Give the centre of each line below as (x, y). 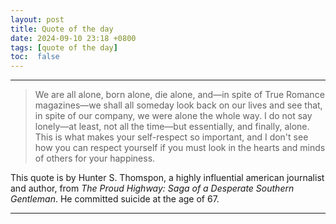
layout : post (37, 19)
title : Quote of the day (62, 29)
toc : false (35, 57)
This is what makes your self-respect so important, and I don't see (171, 137)
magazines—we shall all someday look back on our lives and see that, (178, 105)
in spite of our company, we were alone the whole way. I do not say (173, 116)
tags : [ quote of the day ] (64, 47)
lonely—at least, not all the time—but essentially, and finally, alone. (172, 127)
